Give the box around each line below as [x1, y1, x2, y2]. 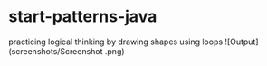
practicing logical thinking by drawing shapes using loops [8, 36, 224, 47]
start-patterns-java [8, 6, 157, 27]
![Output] [224, 36, 259, 47]
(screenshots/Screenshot [8, 45, 103, 56]
